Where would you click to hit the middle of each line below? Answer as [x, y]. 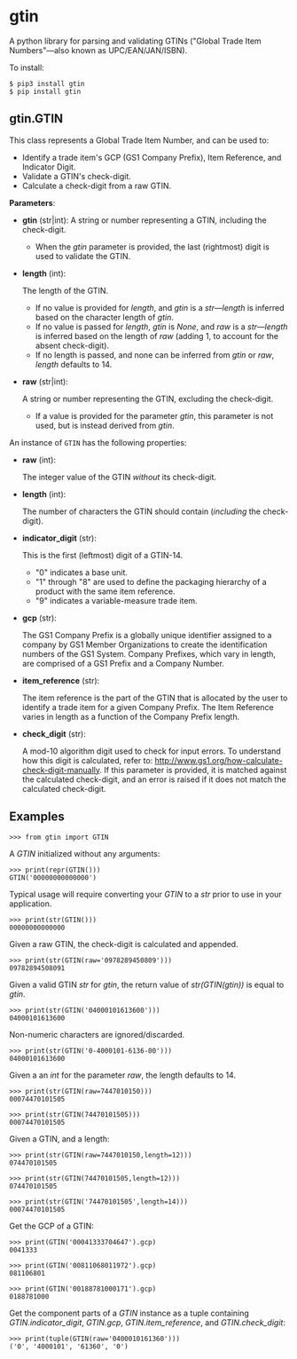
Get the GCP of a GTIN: [52, 1226]
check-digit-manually [61, 770]
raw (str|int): [45, 381]
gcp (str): [39, 618]
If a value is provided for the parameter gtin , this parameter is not [154, 415]
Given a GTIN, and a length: [59, 1139]
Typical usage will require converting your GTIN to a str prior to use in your [145, 894]
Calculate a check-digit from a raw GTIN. [97, 186]
